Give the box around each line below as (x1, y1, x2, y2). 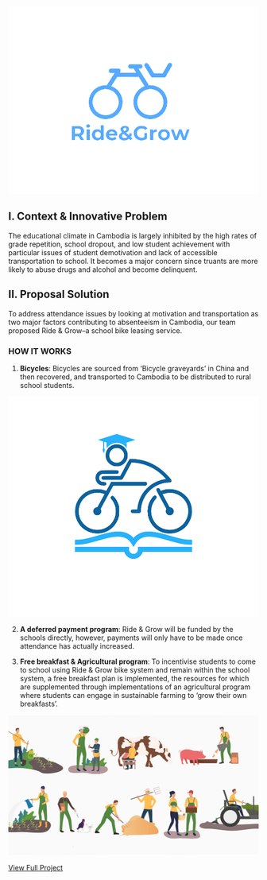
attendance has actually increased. (19, 642, 135, 651)
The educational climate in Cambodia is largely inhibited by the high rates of (8, 231, 257, 240)
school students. (19, 380, 75, 390)
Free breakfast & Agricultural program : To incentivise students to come (19, 657, 257, 666)
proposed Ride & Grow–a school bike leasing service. (8, 325, 183, 335)
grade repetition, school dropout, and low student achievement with (8, 239, 230, 249)
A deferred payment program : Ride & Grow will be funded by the (19, 625, 234, 634)
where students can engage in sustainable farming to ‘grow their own (19, 691, 247, 700)
